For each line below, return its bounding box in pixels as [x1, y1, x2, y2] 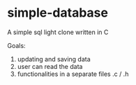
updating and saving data [17, 54, 91, 63]
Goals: [7, 41, 26, 49]
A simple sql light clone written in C [7, 28, 109, 36]
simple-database [7, 5, 108, 21]
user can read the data [17, 62, 83, 70]
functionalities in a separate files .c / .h [17, 70, 129, 78]
